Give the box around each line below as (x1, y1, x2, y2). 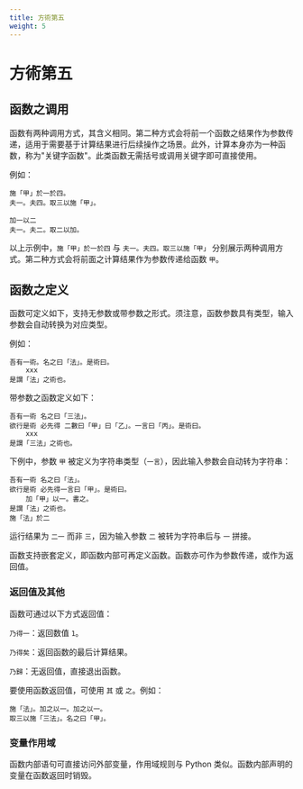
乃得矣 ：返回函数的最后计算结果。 (9, 646, 133, 657)
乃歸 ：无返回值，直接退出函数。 (9, 666, 126, 676)
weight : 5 (9, 22, 47, 31)
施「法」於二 (9, 514, 50, 523)
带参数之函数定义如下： (9, 393, 96, 404)
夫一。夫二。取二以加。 (9, 225, 84, 234)
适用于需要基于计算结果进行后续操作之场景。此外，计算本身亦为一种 (24, 139, 278, 150)
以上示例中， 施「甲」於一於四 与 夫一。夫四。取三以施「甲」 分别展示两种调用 (9, 242, 276, 253)
